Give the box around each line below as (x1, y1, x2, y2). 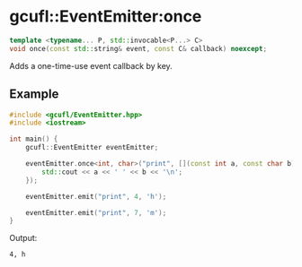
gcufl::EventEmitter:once (9, 6, 202, 27)
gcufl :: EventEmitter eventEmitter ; (25, 143, 159, 152)
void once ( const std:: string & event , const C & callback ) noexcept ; (9, 44, 268, 53)
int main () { (9, 134, 58, 144)
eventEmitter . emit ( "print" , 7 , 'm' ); (25, 208, 167, 217)
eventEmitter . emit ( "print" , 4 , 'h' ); (25, 192, 167, 201)
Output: (9, 233, 38, 244)
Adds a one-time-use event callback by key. (9, 60, 173, 71)
